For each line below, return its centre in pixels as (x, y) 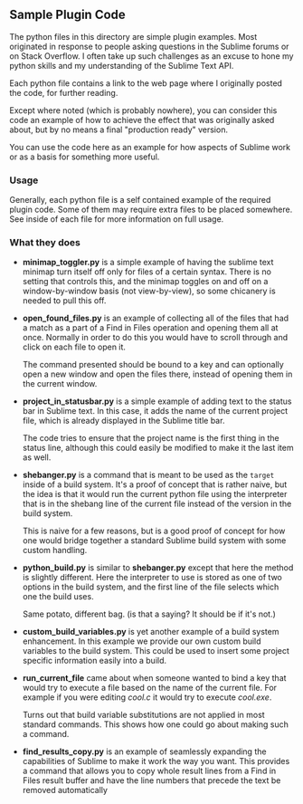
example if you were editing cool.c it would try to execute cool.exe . (147, 697)
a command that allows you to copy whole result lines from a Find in (149, 771)
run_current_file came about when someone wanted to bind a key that (154, 678)
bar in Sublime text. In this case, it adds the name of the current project (155, 411)
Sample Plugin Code (68, 15)
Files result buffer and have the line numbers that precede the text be (151, 780)
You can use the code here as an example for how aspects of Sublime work (150, 147)
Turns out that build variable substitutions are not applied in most (143, 715)
